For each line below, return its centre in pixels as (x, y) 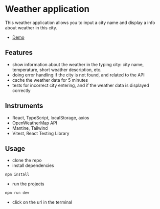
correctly (21, 90)
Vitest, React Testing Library (41, 133)
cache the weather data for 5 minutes (50, 80)
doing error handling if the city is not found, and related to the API (78, 75)
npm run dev (17, 193)
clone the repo (27, 161)
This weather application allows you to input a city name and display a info (80, 23)
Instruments (24, 106)
